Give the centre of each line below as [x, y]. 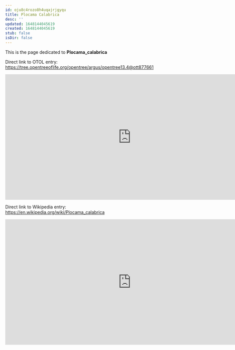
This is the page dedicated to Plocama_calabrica [56, 52]
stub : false [18, 33]
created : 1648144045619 [30, 29]
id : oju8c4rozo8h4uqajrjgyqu [36, 10]
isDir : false [19, 38]
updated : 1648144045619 [30, 24]
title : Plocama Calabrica [32, 15]
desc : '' [14, 19]
